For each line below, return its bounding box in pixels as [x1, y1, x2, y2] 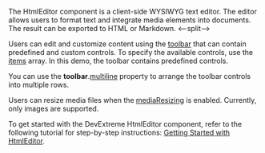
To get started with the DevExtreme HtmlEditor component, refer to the [8, 120, 243, 128]
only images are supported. [8, 104, 99, 113]
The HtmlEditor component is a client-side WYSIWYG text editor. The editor [8, 7, 258, 16]
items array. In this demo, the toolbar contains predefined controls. [8, 56, 229, 65]
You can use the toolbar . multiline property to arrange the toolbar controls [8, 72, 251, 80]
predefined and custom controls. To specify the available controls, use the [8, 48, 254, 57]
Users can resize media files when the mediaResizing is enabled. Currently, [8, 96, 257, 104]
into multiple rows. [8, 80, 70, 89]
